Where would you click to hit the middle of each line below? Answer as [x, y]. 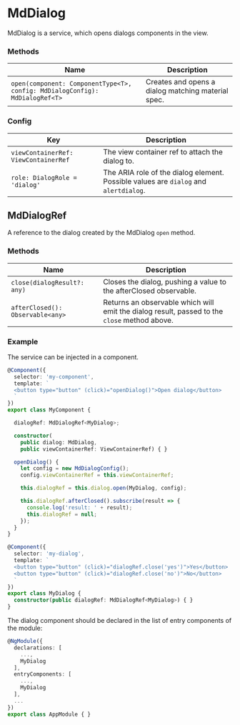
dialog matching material [187, 91]
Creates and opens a [180, 82]
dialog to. [119, 161]
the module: [25, 628]
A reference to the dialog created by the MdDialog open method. [101, 233]
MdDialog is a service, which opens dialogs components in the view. [108, 33]
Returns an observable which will [159, 302]
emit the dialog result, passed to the [163, 311]
